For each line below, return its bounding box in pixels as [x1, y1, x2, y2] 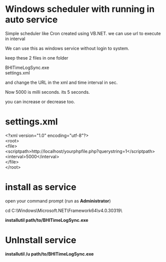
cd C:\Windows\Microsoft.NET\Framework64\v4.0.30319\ [5, 207, 122, 213]
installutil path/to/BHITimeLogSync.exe [5, 217, 89, 223]
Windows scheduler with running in [5, 3, 155, 15]
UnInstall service [5, 235, 77, 246]
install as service [5, 182, 77, 193]
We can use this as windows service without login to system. [5, 45, 130, 51]
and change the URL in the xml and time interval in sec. [5, 79, 118, 85]
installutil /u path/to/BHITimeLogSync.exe [5, 251, 94, 257]
